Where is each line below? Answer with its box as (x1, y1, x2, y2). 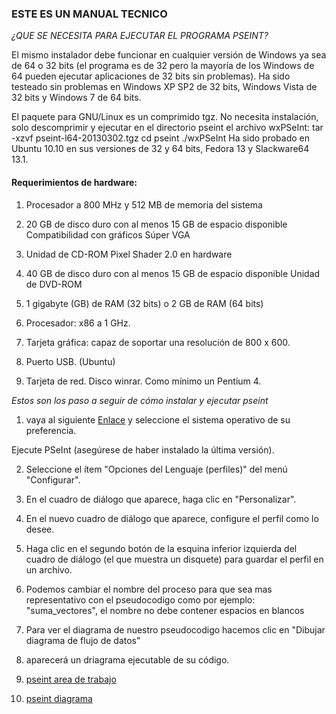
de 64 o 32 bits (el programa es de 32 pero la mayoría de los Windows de (11, 60, 315, 72)
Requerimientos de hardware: (11, 176, 138, 188)
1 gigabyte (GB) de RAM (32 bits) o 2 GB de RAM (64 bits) (25, 297, 264, 309)
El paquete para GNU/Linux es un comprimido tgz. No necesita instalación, (11, 111, 319, 123)
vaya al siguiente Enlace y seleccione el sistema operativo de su (25, 413, 291, 426)
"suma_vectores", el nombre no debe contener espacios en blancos (25, 604, 305, 616)
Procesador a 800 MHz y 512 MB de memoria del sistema (25, 198, 263, 211)
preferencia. (25, 424, 77, 436)
